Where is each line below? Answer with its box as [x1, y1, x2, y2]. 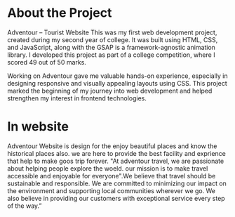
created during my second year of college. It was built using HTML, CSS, [7, 35, 218, 44]
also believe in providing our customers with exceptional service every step [7, 194, 226, 202]
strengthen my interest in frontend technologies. [7, 93, 147, 103]
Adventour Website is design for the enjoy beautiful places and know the [7, 142, 217, 150]
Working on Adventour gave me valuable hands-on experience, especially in [7, 72, 228, 80]
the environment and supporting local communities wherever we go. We [7, 186, 216, 195]
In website [7, 119, 69, 135]
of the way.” [7, 202, 42, 210]
